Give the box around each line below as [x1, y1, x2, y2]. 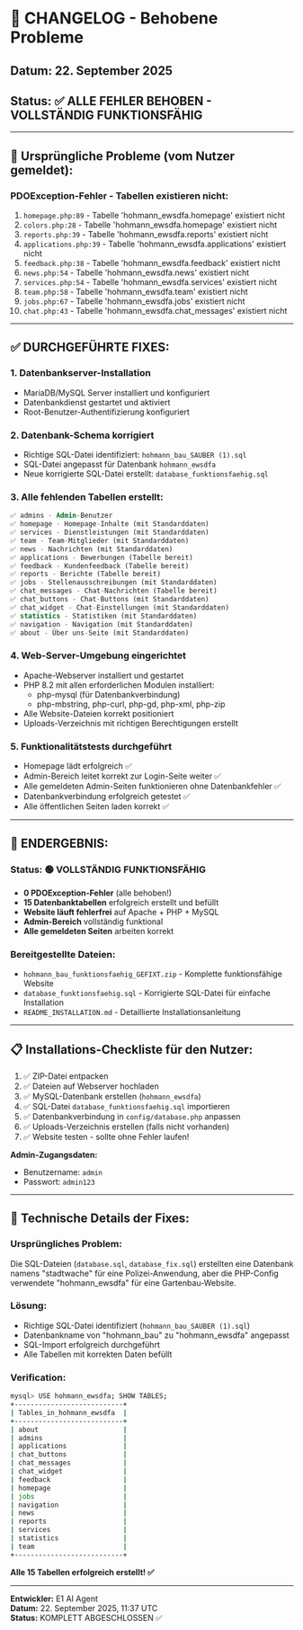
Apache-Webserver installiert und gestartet [22, 670, 184, 681]
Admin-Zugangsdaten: [10, 1149, 98, 1160]
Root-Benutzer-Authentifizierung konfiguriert [22, 406, 190, 417]
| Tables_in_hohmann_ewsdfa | [10, 1408, 128, 1417]
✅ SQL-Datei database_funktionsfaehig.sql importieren [22, 1100, 230, 1111]
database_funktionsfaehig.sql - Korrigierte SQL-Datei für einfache [22, 988, 271, 999]
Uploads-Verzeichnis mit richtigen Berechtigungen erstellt [22, 717, 239, 728]
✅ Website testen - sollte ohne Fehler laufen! [22, 1131, 190, 1142]
